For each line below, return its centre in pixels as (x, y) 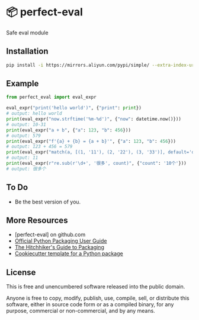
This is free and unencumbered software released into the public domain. (96, 287)
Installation (27, 51)
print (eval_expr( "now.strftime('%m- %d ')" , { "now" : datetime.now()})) (94, 119)
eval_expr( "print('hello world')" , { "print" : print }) (74, 108)
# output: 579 (24, 136)
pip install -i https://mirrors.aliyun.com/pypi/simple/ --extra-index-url (102, 65)
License (21, 272)
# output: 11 (22, 158)
